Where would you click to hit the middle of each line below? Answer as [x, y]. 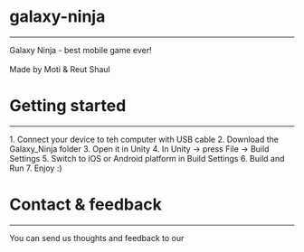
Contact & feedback [86, 205]
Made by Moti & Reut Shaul [60, 69]
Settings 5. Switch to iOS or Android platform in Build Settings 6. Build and [147, 158]
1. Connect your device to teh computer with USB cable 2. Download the [144, 139]
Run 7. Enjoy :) [36, 168]
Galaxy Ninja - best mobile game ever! [81, 50]
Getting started [68, 106]
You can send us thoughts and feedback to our [97, 238]
